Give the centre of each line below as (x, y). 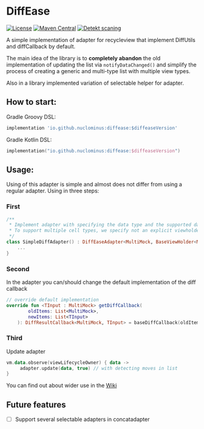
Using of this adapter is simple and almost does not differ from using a (94, 185)
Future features (36, 404)
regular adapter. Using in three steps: (53, 191)
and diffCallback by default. (41, 46)
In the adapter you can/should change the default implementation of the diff (101, 282)
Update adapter (26, 351)
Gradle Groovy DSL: (31, 116)
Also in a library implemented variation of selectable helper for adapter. (95, 83)
